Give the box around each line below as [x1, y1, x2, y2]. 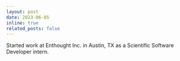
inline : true [6, 20, 39, 26]
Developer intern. [6, 48, 49, 56]
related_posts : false [6, 25, 60, 32]
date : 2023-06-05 [6, 14, 50, 20]
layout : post [6, 8, 39, 15]
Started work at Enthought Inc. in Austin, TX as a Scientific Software [6, 42, 175, 49]
